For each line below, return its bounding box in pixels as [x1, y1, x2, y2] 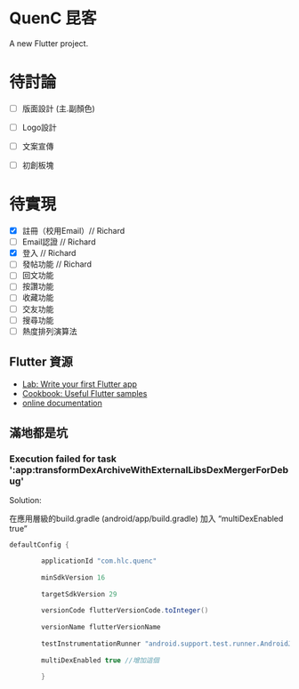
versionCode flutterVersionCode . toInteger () [41, 606, 209, 615]
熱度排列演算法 [21, 325, 77, 336]
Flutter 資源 [9, 355, 74, 370]
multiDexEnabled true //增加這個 [41, 655, 160, 665]
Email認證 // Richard [21, 236, 96, 247]
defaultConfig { [9, 541, 69, 549]
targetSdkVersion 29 [41, 589, 117, 598]
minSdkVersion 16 [41, 573, 105, 582]
